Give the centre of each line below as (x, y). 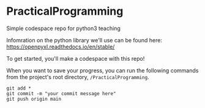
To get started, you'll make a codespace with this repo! (76, 58)
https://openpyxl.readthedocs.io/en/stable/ (61, 47)
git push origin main (34, 99)
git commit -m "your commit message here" (61, 93)
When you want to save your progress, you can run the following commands (102, 70)
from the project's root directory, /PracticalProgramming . (78, 77)
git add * (19, 88)
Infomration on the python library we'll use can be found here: (84, 40)
